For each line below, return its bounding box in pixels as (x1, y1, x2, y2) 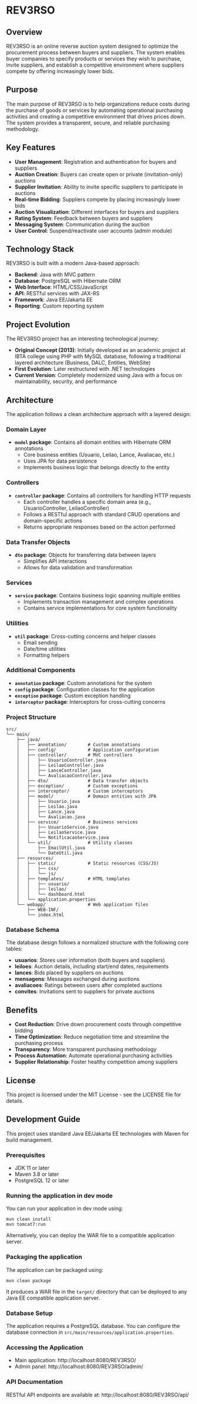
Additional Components (6, 666, 75, 674)
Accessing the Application (6, 1343, 84, 1352)
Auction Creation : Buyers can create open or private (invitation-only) (14, 170, 183, 177)
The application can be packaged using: (6, 1266, 103, 1273)
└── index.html (27, 912, 65, 918)
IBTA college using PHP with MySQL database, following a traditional (14, 353, 181, 360)
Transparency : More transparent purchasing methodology (14, 1046, 157, 1053)
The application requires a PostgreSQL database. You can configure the (6, 1323, 181, 1330)
